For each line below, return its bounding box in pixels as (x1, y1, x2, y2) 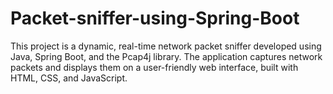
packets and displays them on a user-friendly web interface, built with (10, 61, 299, 73)
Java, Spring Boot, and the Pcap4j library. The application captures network (10, 50, 323, 62)
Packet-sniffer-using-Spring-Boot (10, 7, 300, 30)
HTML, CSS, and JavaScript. (10, 72, 128, 84)
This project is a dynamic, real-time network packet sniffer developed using (10, 40, 322, 52)
